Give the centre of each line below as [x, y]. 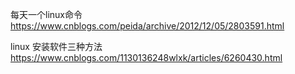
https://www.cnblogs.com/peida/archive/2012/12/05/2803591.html [147, 26]
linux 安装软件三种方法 [56, 46]
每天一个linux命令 [46, 14]
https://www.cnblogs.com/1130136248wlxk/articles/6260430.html [146, 57]
